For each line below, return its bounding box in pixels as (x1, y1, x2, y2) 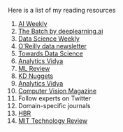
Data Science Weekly (17, 34, 80, 43)
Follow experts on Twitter (17, 94, 92, 103)
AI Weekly (17, 20, 48, 27)
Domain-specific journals (17, 102, 92, 110)
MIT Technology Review (17, 117, 88, 125)
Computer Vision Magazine (17, 87, 97, 95)
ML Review (17, 65, 50, 72)
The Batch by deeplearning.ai (17, 27, 103, 35)
